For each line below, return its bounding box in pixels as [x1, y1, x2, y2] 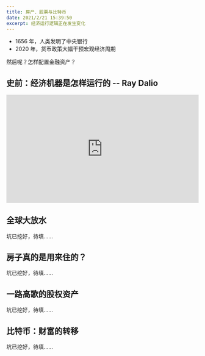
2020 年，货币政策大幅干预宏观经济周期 [15, 45, 116, 52]
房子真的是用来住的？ [6, 252, 87, 262]
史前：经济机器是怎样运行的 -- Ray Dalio [6, 77, 159, 88]
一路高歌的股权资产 [6, 289, 79, 299]
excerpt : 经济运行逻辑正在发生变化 [6, 20, 86, 26]
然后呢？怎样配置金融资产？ [6, 59, 76, 66]
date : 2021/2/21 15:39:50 [6, 15, 72, 21]
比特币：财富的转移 [6, 326, 79, 336]
